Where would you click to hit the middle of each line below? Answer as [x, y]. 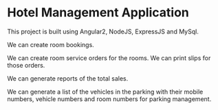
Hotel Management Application [98, 13]
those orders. [26, 65]
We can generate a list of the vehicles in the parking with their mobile [105, 92]
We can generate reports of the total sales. [68, 78]
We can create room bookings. [51, 44]
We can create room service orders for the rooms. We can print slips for [109, 58]
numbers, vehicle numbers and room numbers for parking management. [109, 99]
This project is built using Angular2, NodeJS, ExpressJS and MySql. [103, 31]
